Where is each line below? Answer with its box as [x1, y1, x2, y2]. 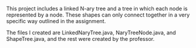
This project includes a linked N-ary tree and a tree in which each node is [6, 5, 188, 12]
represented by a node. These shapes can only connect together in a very [6, 11, 190, 18]
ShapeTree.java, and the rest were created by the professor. [6, 36, 155, 42]
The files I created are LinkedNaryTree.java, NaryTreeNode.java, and [6, 29, 176, 36]
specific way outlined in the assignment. [6, 18, 106, 24]
